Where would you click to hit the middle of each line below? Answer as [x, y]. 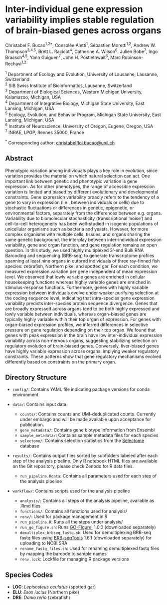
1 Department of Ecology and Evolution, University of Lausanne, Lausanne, [82, 73]
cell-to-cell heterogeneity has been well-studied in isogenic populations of [82, 223]
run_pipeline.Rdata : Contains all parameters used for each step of [88, 476]
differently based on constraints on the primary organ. [61, 361]
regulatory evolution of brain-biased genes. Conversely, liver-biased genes [82, 345]
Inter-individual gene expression [74, 9]
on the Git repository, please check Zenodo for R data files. [73, 466]
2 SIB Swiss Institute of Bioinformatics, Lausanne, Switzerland [69, 85]
